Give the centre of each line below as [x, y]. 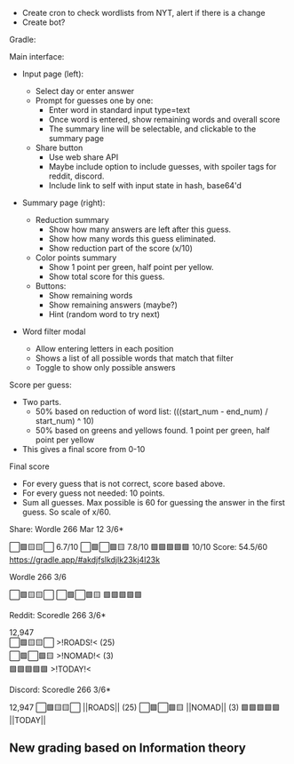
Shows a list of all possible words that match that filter [134, 358]
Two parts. [42, 402]
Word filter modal [54, 331]
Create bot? [44, 22]
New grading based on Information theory [127, 748]
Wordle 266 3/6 [38, 577]
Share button [59, 147]
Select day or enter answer [85, 91]
